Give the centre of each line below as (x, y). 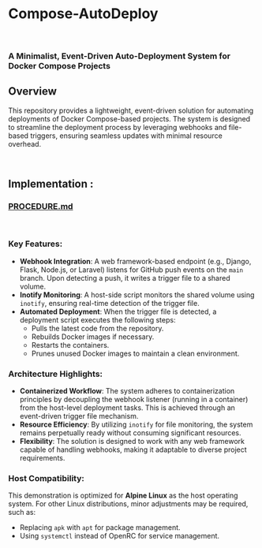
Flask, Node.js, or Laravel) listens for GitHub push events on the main (131, 270)
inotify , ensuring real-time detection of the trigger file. (109, 303)
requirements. (42, 457)
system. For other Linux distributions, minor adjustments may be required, (128, 504)
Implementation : (51, 184)
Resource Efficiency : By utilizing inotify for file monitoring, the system (136, 424)
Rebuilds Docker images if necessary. (93, 337)
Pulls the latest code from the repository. (97, 328)
